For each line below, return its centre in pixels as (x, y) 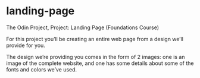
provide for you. (26, 45)
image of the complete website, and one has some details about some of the (100, 63)
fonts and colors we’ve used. (42, 69)
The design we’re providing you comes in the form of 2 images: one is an (96, 57)
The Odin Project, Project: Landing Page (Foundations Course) (83, 27)
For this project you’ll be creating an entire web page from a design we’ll (95, 39)
